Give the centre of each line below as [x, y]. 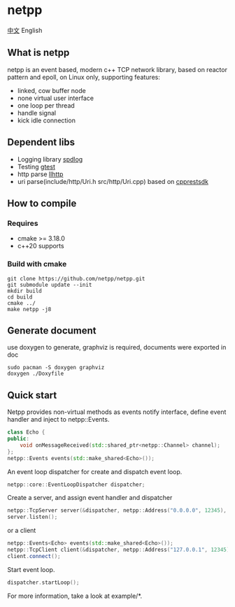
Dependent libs [41, 142]
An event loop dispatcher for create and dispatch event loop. [95, 471]
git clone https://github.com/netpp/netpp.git [76, 278]
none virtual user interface [56, 98]
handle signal [37, 113]
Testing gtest [36, 166]
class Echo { [26, 432]
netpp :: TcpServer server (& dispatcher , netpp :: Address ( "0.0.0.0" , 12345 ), [117, 510]
